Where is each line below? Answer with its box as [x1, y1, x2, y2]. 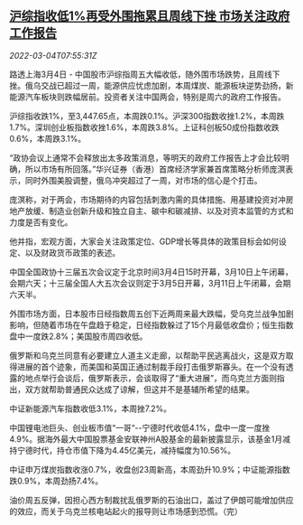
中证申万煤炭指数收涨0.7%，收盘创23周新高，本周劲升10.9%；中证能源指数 [9, 464, 290, 474]
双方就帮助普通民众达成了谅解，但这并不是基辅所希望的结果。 [24, 383, 254, 395]
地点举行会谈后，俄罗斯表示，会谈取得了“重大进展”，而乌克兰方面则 [24, 372, 278, 383]
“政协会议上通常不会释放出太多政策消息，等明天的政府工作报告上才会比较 [9, 152, 282, 163]
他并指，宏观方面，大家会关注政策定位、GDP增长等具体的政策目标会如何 [9, 236, 280, 247]
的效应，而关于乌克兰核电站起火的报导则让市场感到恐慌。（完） [9, 505, 243, 517]
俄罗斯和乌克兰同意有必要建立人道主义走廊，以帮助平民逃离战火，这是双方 [9, 350, 286, 361]
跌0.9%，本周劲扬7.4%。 [9, 475, 104, 486]
